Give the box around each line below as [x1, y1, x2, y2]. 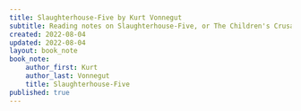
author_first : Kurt [25, 64, 99, 73]
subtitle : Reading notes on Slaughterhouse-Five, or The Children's [9, 21, 271, 30]
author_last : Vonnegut [25, 72, 110, 81]
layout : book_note [9, 47, 78, 55]
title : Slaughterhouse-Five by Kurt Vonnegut [9, 13, 182, 22]
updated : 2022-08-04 [9, 38, 87, 47]
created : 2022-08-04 [9, 30, 87, 38]
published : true [9, 88, 70, 97]
